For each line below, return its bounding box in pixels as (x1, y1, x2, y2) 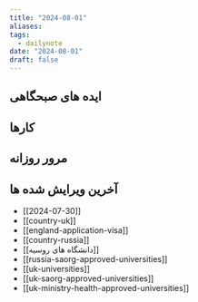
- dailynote (17, 38, 64, 48)
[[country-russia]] (22, 234, 90, 245)
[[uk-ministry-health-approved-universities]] (22, 282, 190, 293)
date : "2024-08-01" (9, 47, 84, 56)
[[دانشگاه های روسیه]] (22, 244, 100, 255)
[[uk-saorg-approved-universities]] (22, 273, 154, 284)
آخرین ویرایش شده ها (9, 181, 118, 197)
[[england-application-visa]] (22, 224, 129, 236)
